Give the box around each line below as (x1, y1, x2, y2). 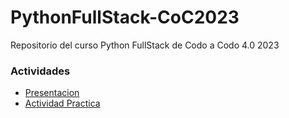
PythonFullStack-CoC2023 (10, 6, 240, 29)
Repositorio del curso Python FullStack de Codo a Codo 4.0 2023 (10, 39, 280, 51)
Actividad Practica (24, 97, 101, 110)
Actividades (10, 64, 71, 78)
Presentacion (24, 87, 80, 99)
